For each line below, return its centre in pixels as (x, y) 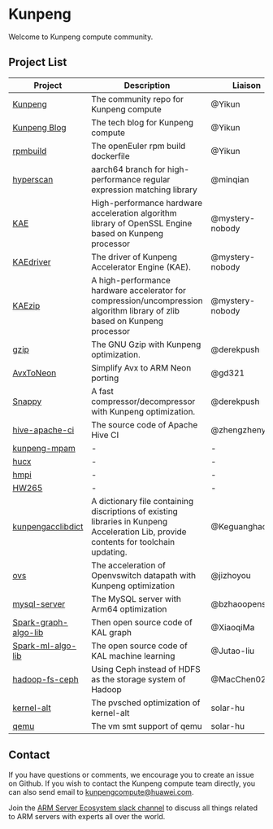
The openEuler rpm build (138, 146)
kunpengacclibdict (48, 526)
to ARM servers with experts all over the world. (87, 816)
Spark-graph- (41, 622)
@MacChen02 (238, 679)
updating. (109, 552)
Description (147, 85)
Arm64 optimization (129, 609)
